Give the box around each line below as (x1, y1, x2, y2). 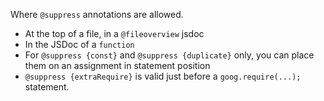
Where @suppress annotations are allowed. (10, 9, 184, 20)
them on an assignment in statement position (24, 60, 211, 71)
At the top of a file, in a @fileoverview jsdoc (24, 28, 205, 39)
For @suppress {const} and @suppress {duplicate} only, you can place (24, 49, 315, 61)
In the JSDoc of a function (24, 39, 135, 50)
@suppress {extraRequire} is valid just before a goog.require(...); (24, 70, 302, 82)
